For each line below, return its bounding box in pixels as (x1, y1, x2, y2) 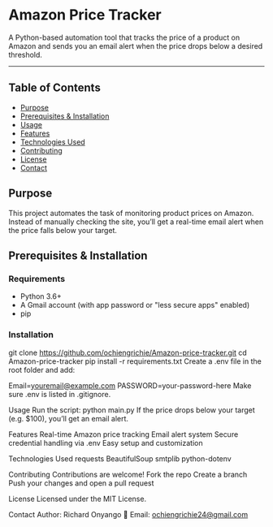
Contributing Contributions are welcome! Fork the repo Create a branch (8, 469, 248, 479)
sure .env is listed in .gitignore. (8, 389, 111, 399)
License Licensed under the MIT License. (8, 494, 147, 503)
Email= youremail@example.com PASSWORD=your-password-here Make (8, 380, 252, 391)
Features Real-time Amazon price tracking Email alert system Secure (8, 429, 239, 439)
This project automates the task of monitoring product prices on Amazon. (8, 208, 254, 218)
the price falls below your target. (8, 225, 118, 235)
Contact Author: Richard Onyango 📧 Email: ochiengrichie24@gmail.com (8, 509, 249, 519)
